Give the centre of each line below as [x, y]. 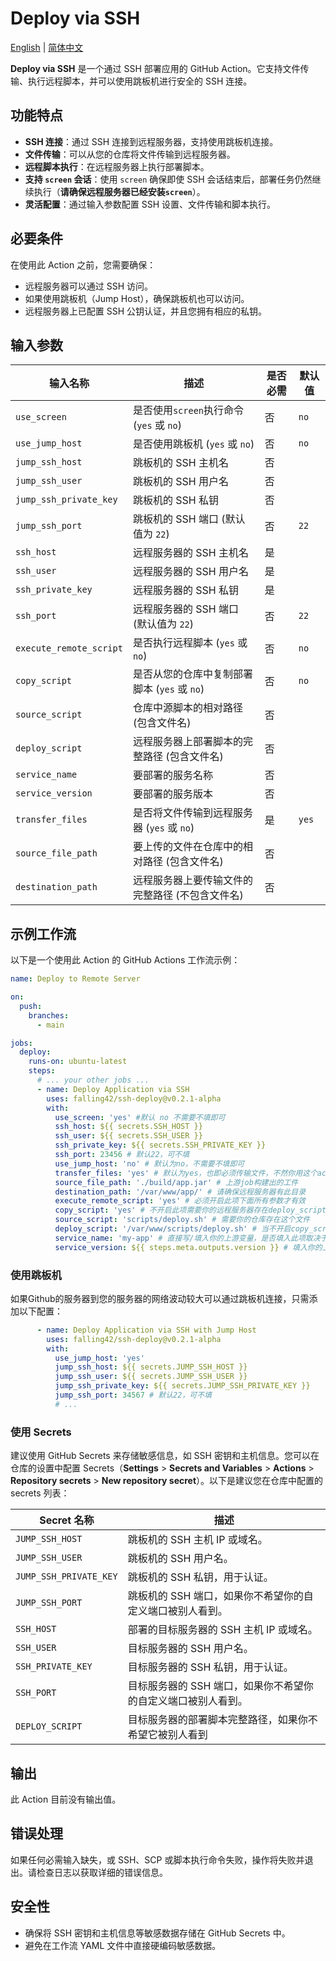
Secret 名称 [67, 1520]
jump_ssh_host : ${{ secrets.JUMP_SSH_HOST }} [151, 1367]
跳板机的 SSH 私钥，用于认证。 [200, 1577]
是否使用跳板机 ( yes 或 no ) [193, 444]
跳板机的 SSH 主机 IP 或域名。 [197, 1540]
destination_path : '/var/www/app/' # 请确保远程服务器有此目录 [180, 1192]
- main [50, 1025]
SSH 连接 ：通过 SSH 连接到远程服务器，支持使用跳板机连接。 [151, 141]
